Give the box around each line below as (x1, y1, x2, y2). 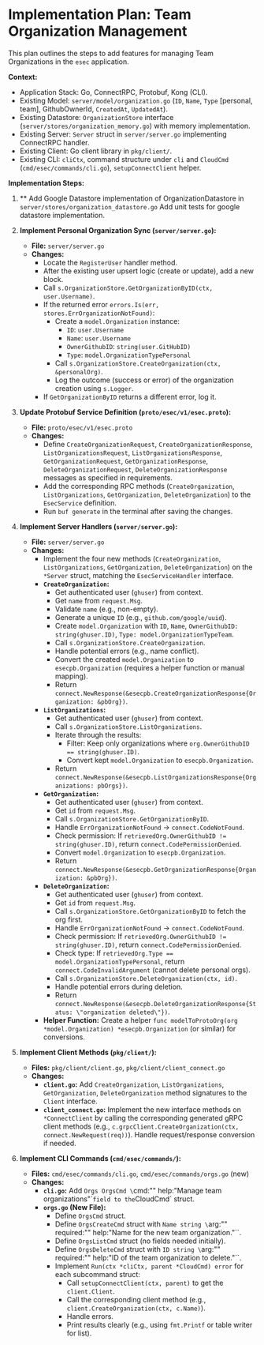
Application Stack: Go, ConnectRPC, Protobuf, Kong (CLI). (19, 87, 208, 96)
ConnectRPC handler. (19, 137, 90, 147)
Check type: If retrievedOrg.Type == (54, 948, 173, 957)
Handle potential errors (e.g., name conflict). (54, 646, 199, 656)
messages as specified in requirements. (43, 472, 173, 483)
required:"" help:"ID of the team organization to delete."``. (54, 1253, 242, 1262)
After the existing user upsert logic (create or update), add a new (43, 266, 255, 276)
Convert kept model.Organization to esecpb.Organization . (66, 755, 254, 765)
